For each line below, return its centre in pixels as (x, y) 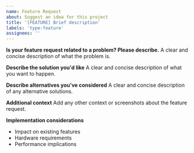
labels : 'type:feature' (35, 28)
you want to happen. (31, 74)
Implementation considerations (45, 120)
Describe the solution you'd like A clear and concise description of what (94, 67)
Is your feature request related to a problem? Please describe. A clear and (97, 50)
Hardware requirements (43, 138)
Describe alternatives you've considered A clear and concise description (96, 85)
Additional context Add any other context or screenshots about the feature (97, 103)
